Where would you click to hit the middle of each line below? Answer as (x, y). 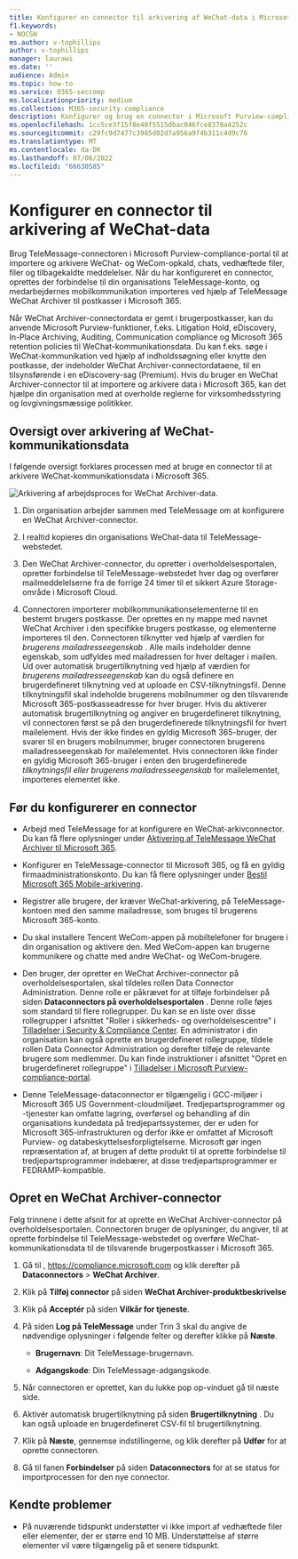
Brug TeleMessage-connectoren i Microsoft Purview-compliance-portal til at (149, 253)
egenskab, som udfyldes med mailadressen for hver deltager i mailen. (149, 657)
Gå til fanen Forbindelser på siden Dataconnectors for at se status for (151, 1467)
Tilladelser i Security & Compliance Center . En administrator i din (140, 1030)
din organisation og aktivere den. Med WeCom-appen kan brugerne (146, 946)
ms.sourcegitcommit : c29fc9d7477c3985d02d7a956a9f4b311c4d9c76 (129, 133)
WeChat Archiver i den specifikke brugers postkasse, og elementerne (149, 629)
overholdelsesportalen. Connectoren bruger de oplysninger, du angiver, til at (149, 1229)
